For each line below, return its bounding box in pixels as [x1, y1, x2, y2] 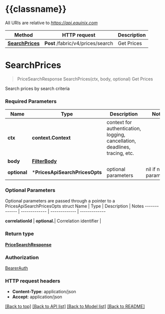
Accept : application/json [12, 294, 62, 300]
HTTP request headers [5, 277, 60, 284]
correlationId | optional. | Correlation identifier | [5, 218, 102, 224]
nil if [145, 166, 156, 173]
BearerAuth [5, 265, 28, 271]
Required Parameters [5, 98, 57, 105]
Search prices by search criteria [5, 85, 70, 91]
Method [14, 31, 33, 38]
